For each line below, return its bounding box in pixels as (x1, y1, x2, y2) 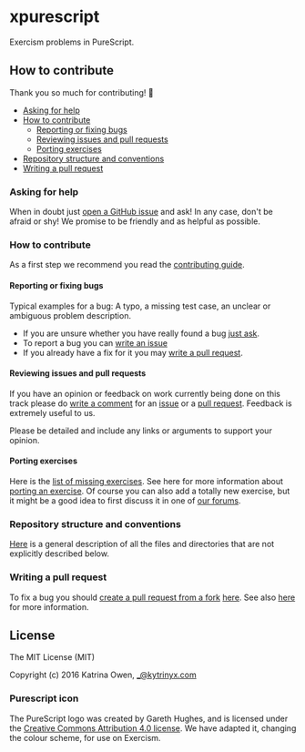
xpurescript (9, 6, 100, 27)
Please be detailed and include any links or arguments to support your (9, 425, 273, 436)
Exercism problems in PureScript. (9, 36, 135, 47)
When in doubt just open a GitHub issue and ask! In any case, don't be (9, 207, 273, 218)
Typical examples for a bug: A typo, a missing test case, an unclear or (9, 300, 271, 311)
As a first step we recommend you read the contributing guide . (9, 259, 245, 270)
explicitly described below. (9, 548, 109, 559)
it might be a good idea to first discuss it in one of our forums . (9, 494, 241, 506)
